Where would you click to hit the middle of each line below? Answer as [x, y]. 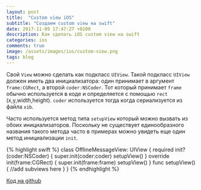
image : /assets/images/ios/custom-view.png [62, 52]
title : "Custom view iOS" [40, 18]
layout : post [23, 12]
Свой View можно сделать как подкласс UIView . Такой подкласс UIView [98, 74]
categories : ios [27, 40]
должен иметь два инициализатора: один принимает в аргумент [90, 81]
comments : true [26, 46]
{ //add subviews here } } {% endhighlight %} [63, 169]
